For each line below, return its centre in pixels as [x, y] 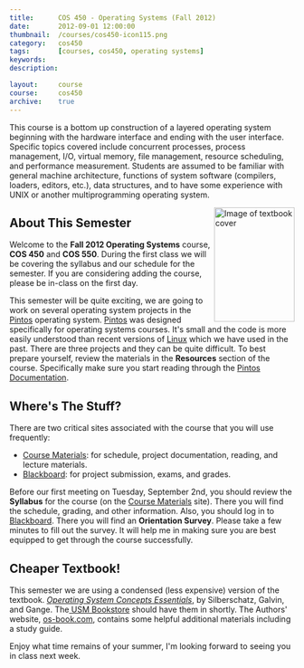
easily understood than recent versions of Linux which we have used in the [149, 339]
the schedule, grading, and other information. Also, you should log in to [142, 511]
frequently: [30, 438]
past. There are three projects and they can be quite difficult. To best [138, 348]
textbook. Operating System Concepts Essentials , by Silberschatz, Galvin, [147, 599]
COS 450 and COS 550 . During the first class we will [108, 254]
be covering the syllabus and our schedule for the [102, 264]
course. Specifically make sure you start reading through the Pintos [135, 368]
